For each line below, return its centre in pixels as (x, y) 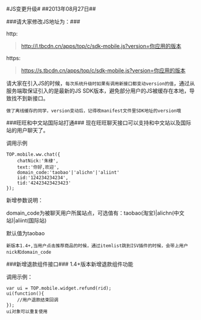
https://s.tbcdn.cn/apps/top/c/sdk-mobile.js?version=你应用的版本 (103, 70)
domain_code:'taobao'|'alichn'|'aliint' (68, 173)
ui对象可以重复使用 (27, 312)
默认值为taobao (26, 233)
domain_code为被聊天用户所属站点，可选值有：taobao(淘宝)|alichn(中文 (95, 213)
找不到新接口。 (30, 98)
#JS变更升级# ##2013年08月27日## (51, 9)
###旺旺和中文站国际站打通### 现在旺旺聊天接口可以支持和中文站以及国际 (99, 123)
